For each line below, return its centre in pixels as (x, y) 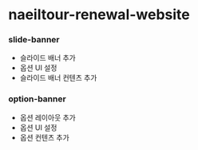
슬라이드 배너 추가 (48, 58)
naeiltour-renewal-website (99, 15)
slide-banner (34, 40)
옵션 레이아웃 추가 (48, 117)
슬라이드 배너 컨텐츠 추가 (58, 78)
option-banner (37, 99)
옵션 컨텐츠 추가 (44, 137)
